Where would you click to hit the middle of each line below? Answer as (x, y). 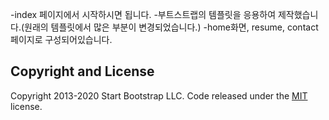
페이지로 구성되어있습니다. (61, 39)
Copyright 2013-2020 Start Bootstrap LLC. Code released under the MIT (159, 95)
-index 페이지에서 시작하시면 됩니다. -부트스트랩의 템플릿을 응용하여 (143, 14)
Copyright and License (82, 71)
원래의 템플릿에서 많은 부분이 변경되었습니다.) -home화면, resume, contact (171, 27)
